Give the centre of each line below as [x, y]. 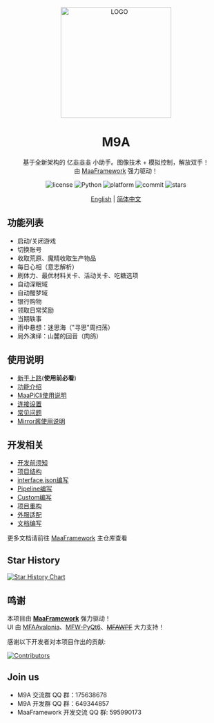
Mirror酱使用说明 [41, 421]
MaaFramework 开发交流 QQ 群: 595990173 [79, 712]
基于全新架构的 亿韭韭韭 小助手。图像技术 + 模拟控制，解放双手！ [116, 162]
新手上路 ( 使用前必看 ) [47, 378]
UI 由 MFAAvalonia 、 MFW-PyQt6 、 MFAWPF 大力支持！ [86, 627]
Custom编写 [34, 497]
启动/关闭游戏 [37, 241]
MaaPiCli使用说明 [42, 395]
